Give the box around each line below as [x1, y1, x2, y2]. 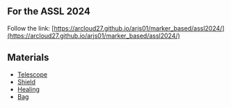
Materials [7, 52, 49, 63]
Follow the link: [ [7, 24, 54, 32]
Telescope [17, 70, 47, 79]
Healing [17, 85, 40, 93]
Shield [17, 77, 36, 86]
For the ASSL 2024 [7, 6, 90, 17]
